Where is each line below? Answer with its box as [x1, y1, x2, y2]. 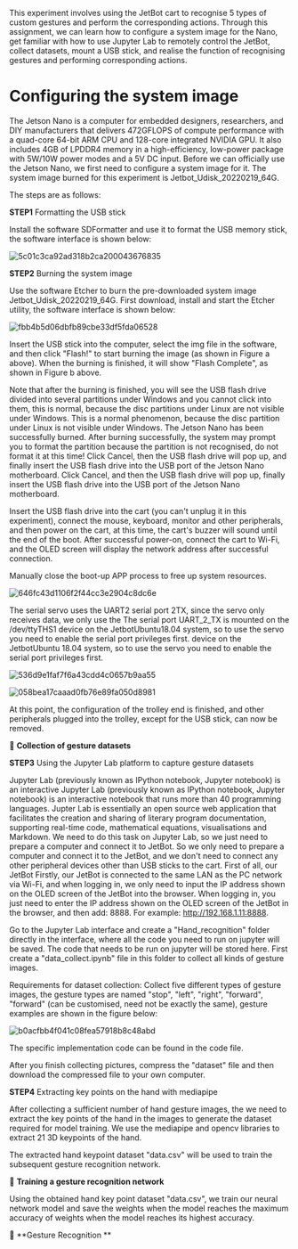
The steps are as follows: [9, 189, 101, 200]
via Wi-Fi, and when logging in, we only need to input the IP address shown [9, 878, 286, 889]
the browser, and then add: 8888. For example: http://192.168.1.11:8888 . [9, 907, 269, 918]
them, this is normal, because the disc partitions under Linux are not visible [9, 403, 285, 413]
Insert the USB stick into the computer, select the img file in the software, [9, 339, 278, 349]
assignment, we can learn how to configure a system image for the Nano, [9, 27, 278, 37]
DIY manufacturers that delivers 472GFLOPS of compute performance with [9, 125, 285, 135]
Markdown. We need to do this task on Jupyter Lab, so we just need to [9, 831, 269, 842]
